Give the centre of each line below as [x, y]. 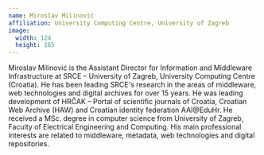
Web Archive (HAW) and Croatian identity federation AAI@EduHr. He [120, 110]
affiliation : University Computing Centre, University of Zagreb [118, 23]
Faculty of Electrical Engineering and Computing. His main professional [125, 127]
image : [19, 30]
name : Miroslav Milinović [51, 15]
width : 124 [33, 38]
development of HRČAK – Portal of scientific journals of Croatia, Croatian [128, 102]
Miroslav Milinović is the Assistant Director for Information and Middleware [130, 68]
